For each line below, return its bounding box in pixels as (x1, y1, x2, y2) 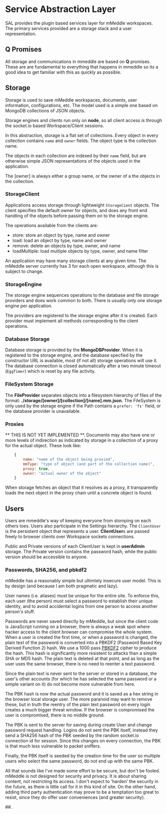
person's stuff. (5, 609, 35, 615)
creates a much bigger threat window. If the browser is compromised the (5, 707, 155, 713)
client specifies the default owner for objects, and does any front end (5, 207, 148, 213)
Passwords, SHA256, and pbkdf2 (5, 566, 87, 573)
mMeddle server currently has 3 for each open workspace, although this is (5, 263, 159, 269)
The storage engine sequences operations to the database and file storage (5, 292, 159, 298)
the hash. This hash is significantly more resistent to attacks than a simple (5, 650, 157, 656)
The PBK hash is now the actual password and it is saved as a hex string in (5, 691, 159, 697)
